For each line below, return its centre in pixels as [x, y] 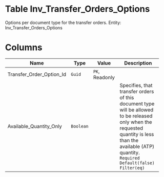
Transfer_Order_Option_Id [37, 74]
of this [127, 97]
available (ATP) [137, 146]
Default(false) [137, 163]
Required [130, 158]
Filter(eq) [132, 168]
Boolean [80, 126]
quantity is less [137, 134]
